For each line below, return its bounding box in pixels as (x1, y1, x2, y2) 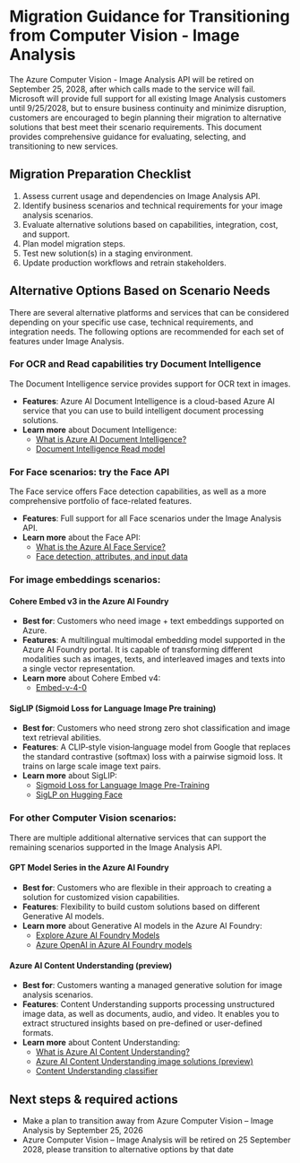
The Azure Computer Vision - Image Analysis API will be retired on (9, 74, 254, 84)
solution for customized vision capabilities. (21, 891, 181, 902)
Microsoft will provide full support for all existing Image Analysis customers (9, 92, 287, 104)
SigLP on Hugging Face (35, 789, 123, 800)
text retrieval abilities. (21, 733, 102, 743)
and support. (21, 229, 70, 239)
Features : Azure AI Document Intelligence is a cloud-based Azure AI (21, 395, 276, 406)
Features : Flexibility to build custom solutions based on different (21, 901, 261, 912)
